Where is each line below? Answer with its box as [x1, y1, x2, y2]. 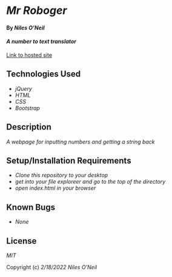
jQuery [15, 85, 32, 92]
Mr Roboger [6, 4, 67, 18]
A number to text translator [6, 38, 77, 45]
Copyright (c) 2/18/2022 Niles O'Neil [6, 264, 98, 271]
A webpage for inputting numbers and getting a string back [6, 138, 156, 145]
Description [6, 122, 51, 132]
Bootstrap [15, 104, 41, 112]
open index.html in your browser [15, 184, 96, 192]
